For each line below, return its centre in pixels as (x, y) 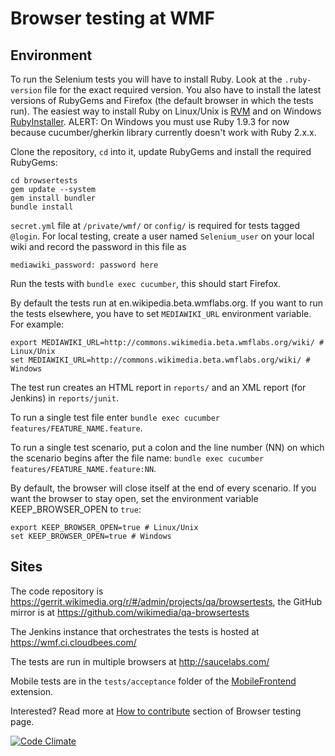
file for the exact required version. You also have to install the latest (183, 90)
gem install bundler (53, 198)
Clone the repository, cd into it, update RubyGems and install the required (161, 151)
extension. (32, 691)
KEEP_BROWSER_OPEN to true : (76, 509)
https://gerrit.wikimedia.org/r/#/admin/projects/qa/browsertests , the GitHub (166, 601)
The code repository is (57, 591)
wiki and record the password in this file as (98, 246)
